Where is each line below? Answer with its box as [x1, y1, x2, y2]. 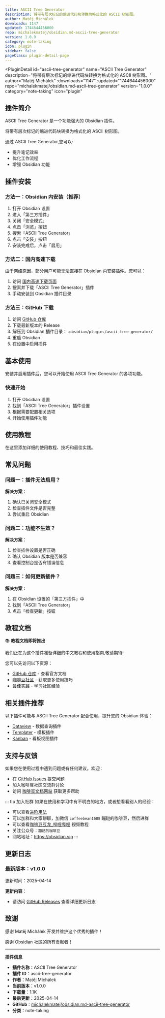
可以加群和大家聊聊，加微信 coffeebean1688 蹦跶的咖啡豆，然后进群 [12, 815, 149, 821]
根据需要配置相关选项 [12, 409, 55, 414]
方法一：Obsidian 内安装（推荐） [5, 193, 83, 200]
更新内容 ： [5, 888, 27, 894]
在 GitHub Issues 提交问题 [12, 776, 65, 782]
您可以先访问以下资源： [5, 660, 53, 666]
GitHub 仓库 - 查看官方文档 [12, 670, 67, 677]
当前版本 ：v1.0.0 [12, 983, 46, 988]
